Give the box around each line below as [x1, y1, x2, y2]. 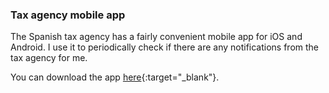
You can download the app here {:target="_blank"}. [10, 71, 220, 83]
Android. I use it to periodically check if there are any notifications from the [10, 41, 320, 53]
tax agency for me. [10, 52, 88, 64]
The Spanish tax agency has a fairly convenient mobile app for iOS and [10, 31, 303, 43]
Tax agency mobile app [10, 8, 126, 22]
